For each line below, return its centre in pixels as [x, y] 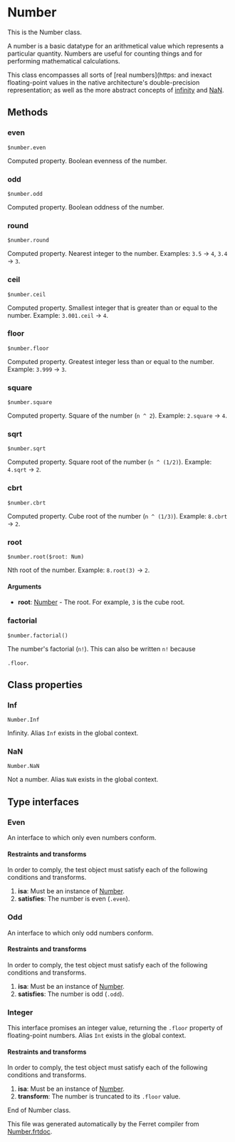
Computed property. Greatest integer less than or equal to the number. [111, 361]
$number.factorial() [38, 635]
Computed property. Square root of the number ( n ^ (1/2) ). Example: [110, 462]
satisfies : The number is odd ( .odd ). [71, 994]
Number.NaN [23, 767]
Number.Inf [23, 720]
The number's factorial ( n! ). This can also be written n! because [101, 648]
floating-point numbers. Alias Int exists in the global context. [97, 1035]
